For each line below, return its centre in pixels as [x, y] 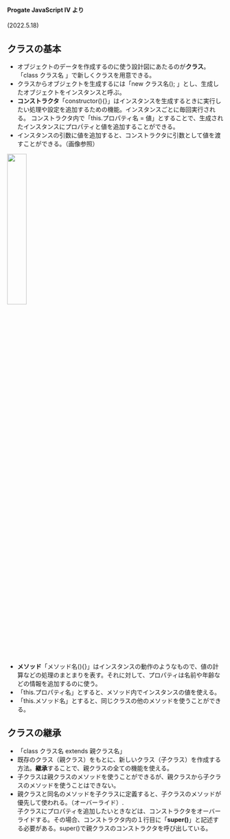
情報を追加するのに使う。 [65, 684]
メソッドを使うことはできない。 [74, 785]
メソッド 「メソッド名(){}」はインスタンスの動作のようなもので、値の [115, 667]
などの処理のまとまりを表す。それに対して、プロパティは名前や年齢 [119, 675]
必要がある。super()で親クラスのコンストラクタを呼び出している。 [117, 828]
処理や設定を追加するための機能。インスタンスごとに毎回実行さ [119, 110]
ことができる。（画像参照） [61, 144]
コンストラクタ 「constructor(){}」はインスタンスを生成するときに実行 [116, 101]
